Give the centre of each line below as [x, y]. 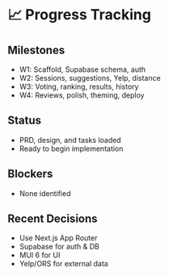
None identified [45, 193]
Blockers [30, 174]
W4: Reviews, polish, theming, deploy [82, 95]
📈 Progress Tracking [79, 15]
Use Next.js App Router [58, 238]
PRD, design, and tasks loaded [70, 140]
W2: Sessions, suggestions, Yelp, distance [90, 78]
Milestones [36, 50]
